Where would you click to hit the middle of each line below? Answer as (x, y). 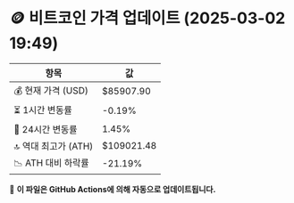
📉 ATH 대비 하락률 (51, 163)
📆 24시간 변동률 (46, 129)
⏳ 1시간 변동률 (43, 110)
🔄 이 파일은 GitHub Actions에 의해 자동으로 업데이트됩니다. (113, 189)
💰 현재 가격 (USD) (51, 90)
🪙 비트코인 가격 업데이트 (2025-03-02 (147, 18)
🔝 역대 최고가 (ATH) (54, 146)
